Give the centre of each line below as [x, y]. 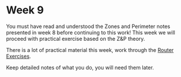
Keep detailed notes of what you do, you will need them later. [80, 67]
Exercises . [19, 56]
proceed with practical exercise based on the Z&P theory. [76, 38]
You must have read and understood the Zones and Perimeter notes [88, 26]
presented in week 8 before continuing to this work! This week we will [90, 32]
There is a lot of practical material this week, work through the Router [90, 50]
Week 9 [25, 10]
